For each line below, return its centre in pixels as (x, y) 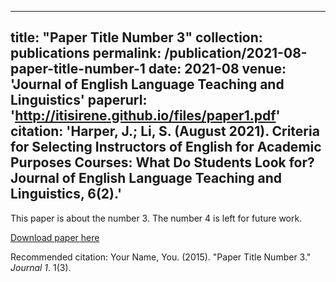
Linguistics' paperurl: (79, 100)
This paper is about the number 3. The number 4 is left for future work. (156, 218)
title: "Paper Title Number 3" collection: (136, 37)
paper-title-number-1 (78, 69)
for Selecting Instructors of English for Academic (166, 147)
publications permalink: (86, 53)
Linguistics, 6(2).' (66, 194)
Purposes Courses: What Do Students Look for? (162, 162)
